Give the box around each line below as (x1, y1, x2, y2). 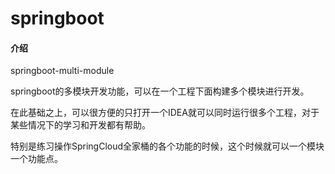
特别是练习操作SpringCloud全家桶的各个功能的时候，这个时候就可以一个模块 (10, 140, 325, 152)
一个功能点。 (10, 153, 63, 165)
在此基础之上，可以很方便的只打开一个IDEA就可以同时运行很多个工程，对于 (10, 107, 320, 119)
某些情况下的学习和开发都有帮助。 (10, 119, 151, 131)
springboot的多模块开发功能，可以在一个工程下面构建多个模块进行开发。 (10, 85, 310, 97)
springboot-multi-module (10, 65, 115, 77)
